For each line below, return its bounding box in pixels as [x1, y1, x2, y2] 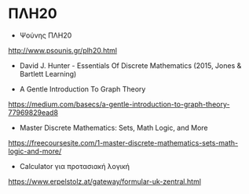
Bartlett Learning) [19, 69, 77, 78]
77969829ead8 [8, 107, 59, 117]
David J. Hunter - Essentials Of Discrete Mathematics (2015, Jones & [19, 60, 242, 70]
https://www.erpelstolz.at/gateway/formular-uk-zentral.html [8, 177, 202, 186]
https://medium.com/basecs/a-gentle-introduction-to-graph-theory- [8, 99, 230, 109]
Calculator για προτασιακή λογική [19, 161, 130, 171]
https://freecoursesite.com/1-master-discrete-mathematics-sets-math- [8, 138, 239, 147]
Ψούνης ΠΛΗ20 [19, 31, 72, 40]
